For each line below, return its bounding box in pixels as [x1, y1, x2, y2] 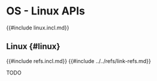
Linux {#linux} [6, 41, 61, 52]
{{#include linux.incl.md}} [6, 24, 70, 31]
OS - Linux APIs [6, 4, 86, 18]
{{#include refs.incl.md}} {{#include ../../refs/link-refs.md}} [6, 57, 151, 64]
